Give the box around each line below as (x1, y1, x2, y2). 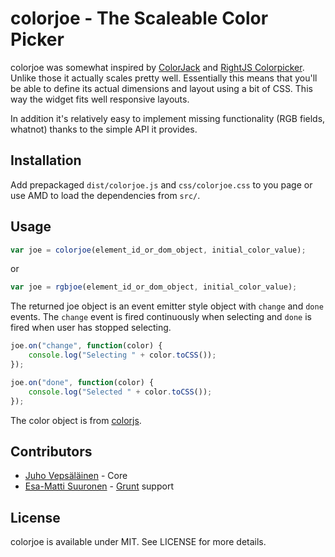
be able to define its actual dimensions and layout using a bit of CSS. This (10, 82, 313, 94)
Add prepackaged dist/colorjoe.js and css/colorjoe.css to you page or (10, 178, 313, 191)
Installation (10, 152, 82, 169)
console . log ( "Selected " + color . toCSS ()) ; (28, 387, 213, 397)
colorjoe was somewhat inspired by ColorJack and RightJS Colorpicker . (10, 61, 305, 73)
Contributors (10, 443, 93, 460)
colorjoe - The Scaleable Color (10, 7, 269, 30)
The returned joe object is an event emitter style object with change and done (10, 300, 324, 312)
